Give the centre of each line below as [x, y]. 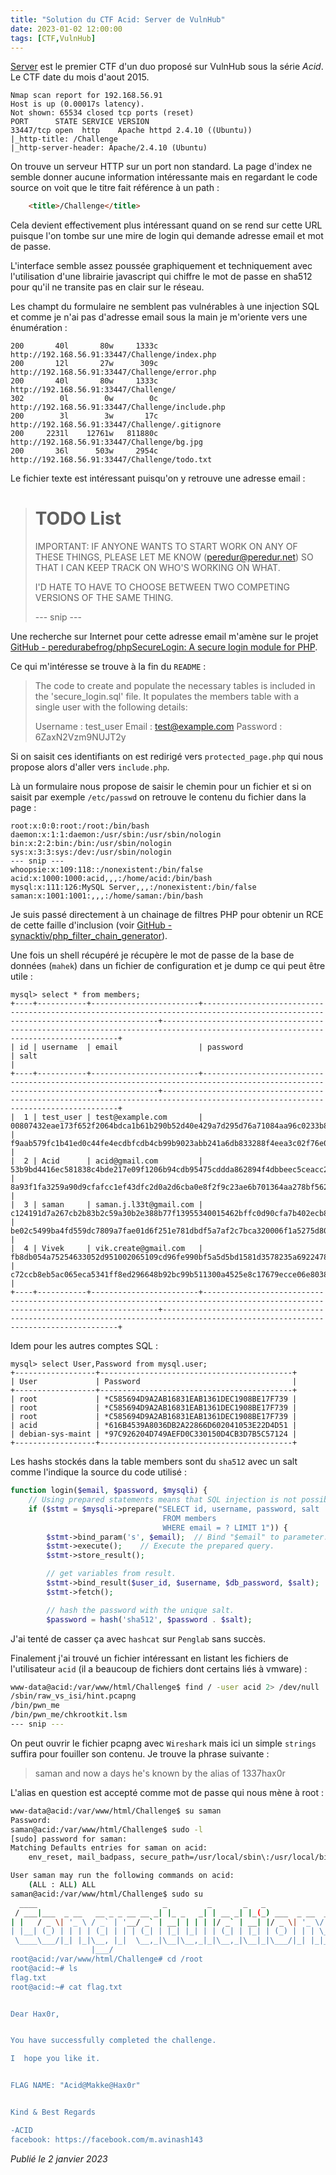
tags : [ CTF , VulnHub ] [53, 38]
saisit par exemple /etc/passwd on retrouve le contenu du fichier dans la [158, 797]
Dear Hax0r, [35, 2014]
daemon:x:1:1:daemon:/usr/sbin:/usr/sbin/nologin [116, 835]
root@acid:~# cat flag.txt [66, 1987]
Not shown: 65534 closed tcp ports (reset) [102, 113]
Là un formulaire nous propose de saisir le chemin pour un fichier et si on [161, 787]
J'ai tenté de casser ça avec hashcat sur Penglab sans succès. [138, 1638]
